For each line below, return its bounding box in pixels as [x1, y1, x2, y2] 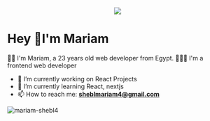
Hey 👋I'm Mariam [7, 31, 109, 47]
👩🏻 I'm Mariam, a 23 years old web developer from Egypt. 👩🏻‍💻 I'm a [7, 54, 204, 63]
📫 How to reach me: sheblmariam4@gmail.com [17, 90, 160, 99]
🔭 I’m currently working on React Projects [17, 75, 138, 83]
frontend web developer [7, 61, 77, 70]
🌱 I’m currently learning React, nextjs [17, 82, 124, 90]
